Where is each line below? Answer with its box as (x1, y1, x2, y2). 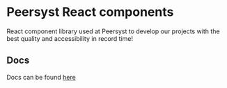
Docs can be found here (6, 73, 76, 81)
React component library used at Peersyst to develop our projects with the (6, 27, 220, 35)
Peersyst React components (6, 4, 174, 20)
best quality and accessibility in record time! (6, 34, 134, 42)
